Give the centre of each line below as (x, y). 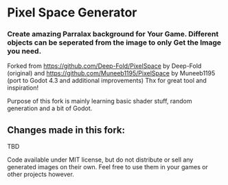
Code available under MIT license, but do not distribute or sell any (100, 160)
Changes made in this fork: (66, 130)
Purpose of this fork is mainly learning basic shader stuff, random (100, 101)
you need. (24, 51)
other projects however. (41, 174)
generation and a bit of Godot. (50, 108)
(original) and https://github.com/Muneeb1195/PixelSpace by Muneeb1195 (111, 73)
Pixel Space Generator (72, 13)
